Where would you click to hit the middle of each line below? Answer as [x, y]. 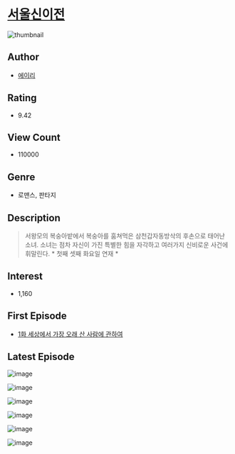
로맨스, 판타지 [37, 195]
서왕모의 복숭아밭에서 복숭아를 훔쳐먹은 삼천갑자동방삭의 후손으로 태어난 [125, 236]
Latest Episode [41, 357]
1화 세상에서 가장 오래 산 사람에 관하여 [70, 334]
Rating [22, 98]
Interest [25, 276]
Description [34, 218]
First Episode [37, 316]
